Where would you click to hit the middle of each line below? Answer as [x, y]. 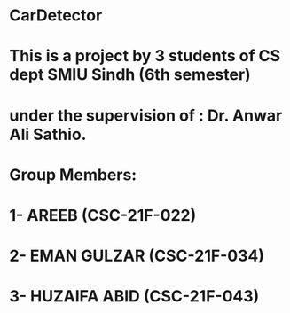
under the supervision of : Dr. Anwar [146, 115]
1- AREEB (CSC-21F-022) [103, 215]
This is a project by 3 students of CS [145, 56]
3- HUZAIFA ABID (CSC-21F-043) [134, 297]
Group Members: [73, 175]
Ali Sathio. [48, 134]
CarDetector [56, 16]
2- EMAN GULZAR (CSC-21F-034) [137, 256]
